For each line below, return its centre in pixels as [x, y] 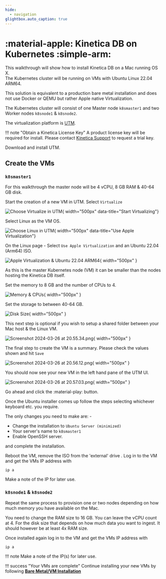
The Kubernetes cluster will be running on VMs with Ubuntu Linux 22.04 [79, 78]
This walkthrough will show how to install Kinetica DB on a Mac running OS [82, 68]
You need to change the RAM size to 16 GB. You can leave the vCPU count [81, 518]
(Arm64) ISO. [19, 251]
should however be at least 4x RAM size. [47, 528]
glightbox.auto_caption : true [36, 19]
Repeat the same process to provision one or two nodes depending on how [82, 503]
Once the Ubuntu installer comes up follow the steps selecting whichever [80, 401]
